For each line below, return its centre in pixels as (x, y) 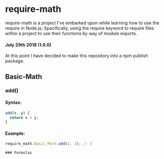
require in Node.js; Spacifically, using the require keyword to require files (80, 28)
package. (15, 61)
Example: (15, 133)
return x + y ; (24, 117)
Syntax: (13, 103)
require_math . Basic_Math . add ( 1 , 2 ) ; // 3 (49, 144)
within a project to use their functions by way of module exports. (71, 33)
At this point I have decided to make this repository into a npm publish (77, 56)
